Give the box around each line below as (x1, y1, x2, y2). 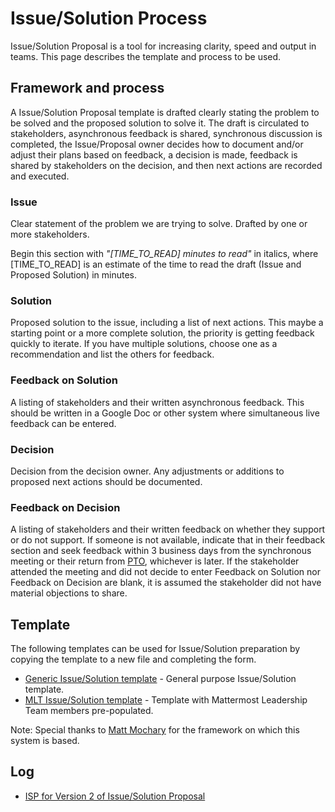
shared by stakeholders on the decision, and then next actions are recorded (10, 159, 323, 171)
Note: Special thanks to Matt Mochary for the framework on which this (10, 724, 300, 736)
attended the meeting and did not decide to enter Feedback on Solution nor (10, 566, 321, 578)
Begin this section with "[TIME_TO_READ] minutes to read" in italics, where (10, 248, 319, 260)
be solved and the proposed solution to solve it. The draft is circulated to (10, 117, 310, 129)
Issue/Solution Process (10, 7, 208, 30)
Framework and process (10, 80, 165, 97)
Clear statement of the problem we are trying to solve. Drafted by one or (10, 218, 308, 230)
